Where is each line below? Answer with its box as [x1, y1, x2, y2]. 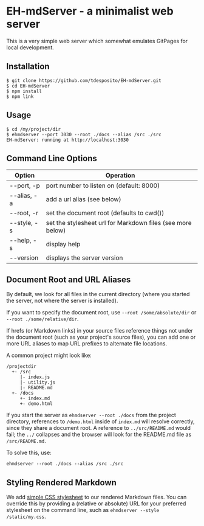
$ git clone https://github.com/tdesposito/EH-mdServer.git [6, 77, 162, 83]
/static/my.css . [6, 513, 47, 520]
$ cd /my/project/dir [6, 126, 61, 132]
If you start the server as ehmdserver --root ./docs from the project [6, 412, 176, 419]
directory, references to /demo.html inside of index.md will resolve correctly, [6, 418, 195, 425]
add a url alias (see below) [46, 195, 121, 204]
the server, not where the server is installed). [6, 297, 118, 305]
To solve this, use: [6, 449, 52, 457]
